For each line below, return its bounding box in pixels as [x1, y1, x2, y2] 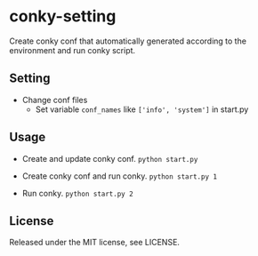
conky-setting [9, 6, 117, 27]
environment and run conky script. [9, 44, 136, 55]
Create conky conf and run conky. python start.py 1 [21, 171, 218, 181]
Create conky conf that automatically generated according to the [9, 36, 247, 46]
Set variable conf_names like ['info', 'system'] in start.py [35, 104, 249, 115]
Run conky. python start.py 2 [21, 188, 133, 198]
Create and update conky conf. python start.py [21, 153, 198, 164]
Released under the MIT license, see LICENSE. [9, 237, 181, 248]
